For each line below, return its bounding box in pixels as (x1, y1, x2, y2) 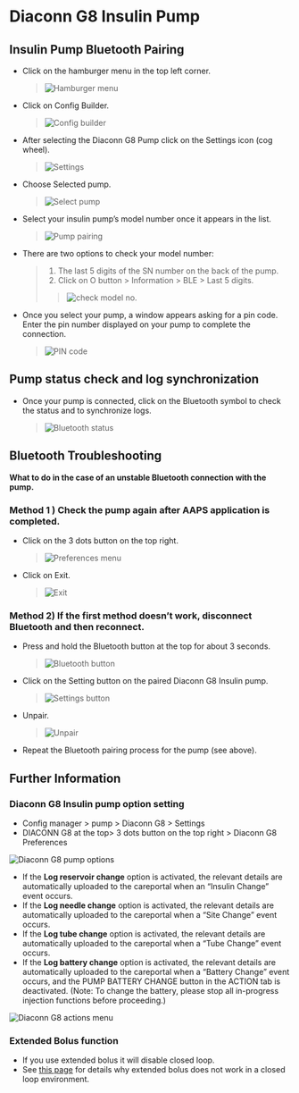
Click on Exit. (21, 569, 71, 580)
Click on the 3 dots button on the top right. (21, 534, 179, 546)
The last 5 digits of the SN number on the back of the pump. (57, 265, 279, 276)
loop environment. (21, 1074, 89, 1085)
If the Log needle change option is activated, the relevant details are (21, 900, 275, 911)
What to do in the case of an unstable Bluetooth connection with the (9, 472, 267, 483)
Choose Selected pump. (21, 179, 112, 189)
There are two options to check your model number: (21, 248, 214, 258)
